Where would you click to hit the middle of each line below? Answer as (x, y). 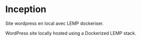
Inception (26, 9)
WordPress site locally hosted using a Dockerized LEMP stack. (71, 33)
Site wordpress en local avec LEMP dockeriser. (54, 23)
